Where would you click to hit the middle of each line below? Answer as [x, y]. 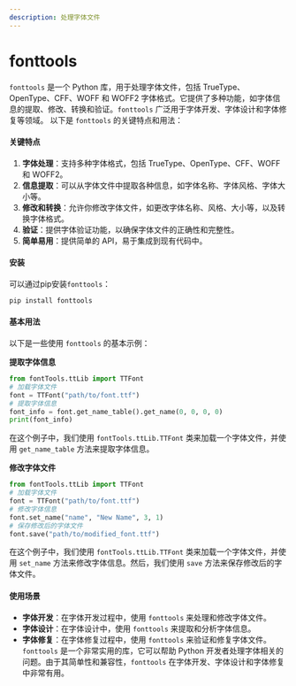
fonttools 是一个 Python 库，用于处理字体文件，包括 [105, 87]
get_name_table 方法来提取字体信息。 [87, 449]
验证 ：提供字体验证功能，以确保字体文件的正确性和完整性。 [130, 229]
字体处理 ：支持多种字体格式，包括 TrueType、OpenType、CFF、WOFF [151, 163]
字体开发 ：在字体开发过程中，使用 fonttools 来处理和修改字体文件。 [147, 617]
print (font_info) [41, 420]
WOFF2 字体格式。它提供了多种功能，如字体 [192, 97]
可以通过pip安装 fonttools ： [60, 283]
